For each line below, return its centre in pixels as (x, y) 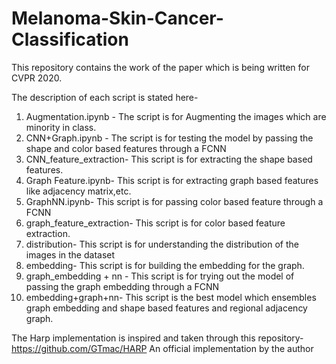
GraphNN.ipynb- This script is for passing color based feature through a (174, 201)
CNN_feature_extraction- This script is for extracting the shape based (169, 159)
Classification (70, 39)
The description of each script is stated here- (105, 97)
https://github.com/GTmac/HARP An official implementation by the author (162, 348)
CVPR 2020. (37, 78)
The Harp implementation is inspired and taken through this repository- (157, 338)
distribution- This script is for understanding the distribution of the (162, 244)
